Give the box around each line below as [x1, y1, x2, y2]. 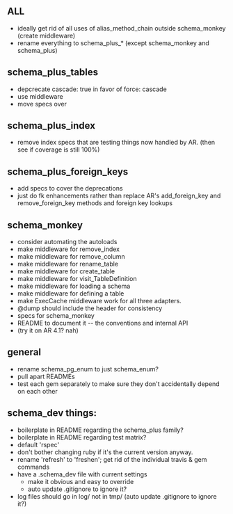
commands [17, 463, 50, 471]
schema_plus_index [7, 120, 96, 131]
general [7, 346, 42, 358]
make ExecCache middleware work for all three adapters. [17, 297, 182, 305]
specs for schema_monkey [17, 312, 95, 320]
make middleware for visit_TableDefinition [17, 275, 137, 283]
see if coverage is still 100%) [17, 145, 100, 154]
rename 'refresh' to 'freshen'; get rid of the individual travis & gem [17, 455, 207, 463]
